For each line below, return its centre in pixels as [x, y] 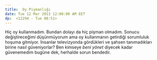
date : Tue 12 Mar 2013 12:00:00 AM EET [45, 14]
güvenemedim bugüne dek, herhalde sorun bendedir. [58, 52]
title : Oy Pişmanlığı [28, 9]
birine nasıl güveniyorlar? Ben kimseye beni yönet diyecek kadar [69, 47]
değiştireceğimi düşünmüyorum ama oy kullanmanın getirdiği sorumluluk [77, 37]
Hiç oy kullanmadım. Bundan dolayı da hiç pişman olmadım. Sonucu [72, 32]
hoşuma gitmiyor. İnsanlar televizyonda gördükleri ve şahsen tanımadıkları [78, 42]
